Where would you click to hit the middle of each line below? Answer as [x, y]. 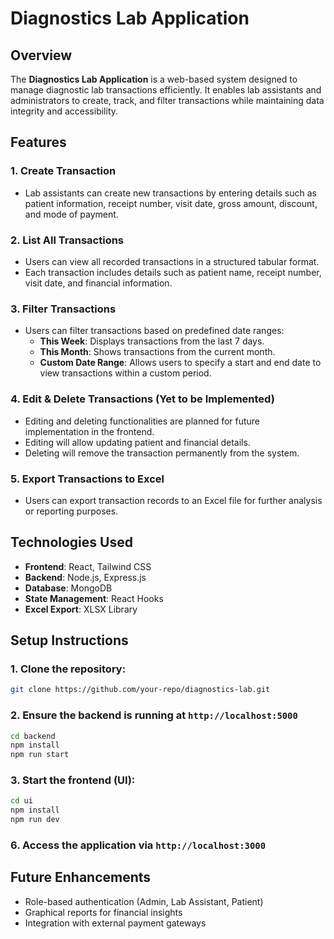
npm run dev [35, 820]
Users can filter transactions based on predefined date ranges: [154, 331]
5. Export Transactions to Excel [87, 479]
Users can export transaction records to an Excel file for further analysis [173, 500]
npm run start [40, 755]
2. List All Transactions [67, 240]
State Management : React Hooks [94, 598]
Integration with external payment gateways [115, 923]
